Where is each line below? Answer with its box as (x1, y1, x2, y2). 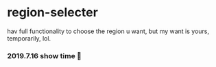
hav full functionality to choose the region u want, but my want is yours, (7, 27, 210, 35)
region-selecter (7, 5, 98, 20)
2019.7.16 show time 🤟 (7, 51, 82, 60)
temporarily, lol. (7, 34, 51, 42)
